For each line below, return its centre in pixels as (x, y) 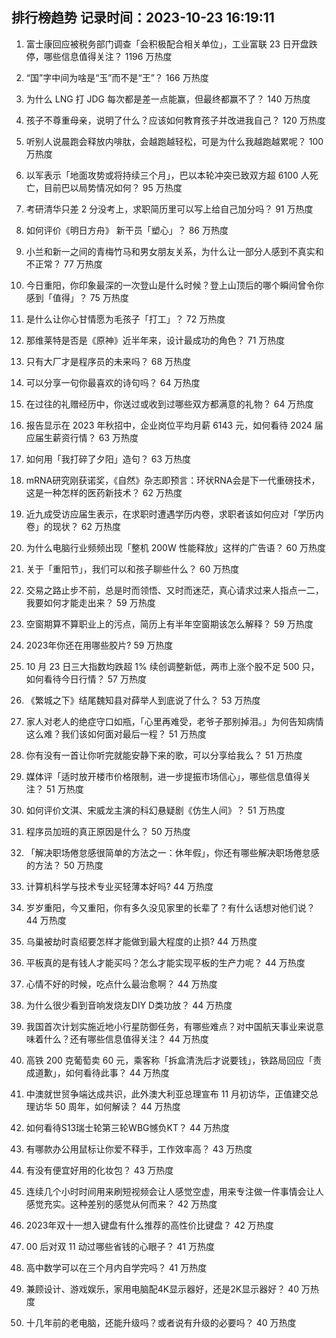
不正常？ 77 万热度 (64, 264)
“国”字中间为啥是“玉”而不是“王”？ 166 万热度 (117, 77)
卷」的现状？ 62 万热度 (73, 526)
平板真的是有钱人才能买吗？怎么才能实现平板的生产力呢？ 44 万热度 (165, 962)
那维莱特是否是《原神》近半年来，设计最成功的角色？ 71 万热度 (155, 340)
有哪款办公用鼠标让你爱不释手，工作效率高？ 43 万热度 (139, 1149)
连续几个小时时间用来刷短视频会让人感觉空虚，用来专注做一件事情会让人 (174, 1191)
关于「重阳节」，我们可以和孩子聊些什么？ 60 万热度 (132, 569)
